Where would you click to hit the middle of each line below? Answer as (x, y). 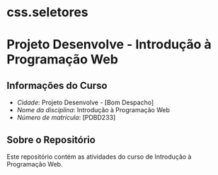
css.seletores (48, 12)
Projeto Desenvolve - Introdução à (109, 45)
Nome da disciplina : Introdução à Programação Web (93, 110)
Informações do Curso (57, 85)
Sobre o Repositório (51, 139)
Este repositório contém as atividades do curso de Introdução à (99, 157)
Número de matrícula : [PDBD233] (66, 118)
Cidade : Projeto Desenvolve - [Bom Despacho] (85, 102)
